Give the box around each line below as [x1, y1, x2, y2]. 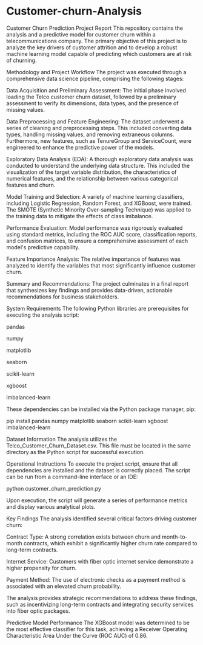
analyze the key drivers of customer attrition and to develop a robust [6, 44, 178, 51]
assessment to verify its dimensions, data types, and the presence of [6, 99, 179, 107]
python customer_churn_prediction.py [6, 485, 102, 492]
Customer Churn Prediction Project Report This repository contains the [6, 24, 184, 32]
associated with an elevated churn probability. [6, 582, 122, 590]
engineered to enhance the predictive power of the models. [6, 143, 155, 151]
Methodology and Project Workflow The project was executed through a [6, 68, 187, 75]
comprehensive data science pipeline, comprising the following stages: [6, 75, 184, 82]
